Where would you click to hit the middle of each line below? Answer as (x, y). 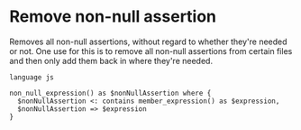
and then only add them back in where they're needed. (111, 60)
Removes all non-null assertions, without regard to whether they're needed (148, 42)
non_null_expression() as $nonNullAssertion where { (110, 93)
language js (32, 77)
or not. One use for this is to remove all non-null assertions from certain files (151, 51)
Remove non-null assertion (113, 17)
